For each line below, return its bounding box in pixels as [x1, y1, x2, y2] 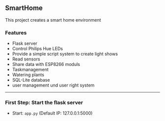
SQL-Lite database [12, 77, 50, 83]
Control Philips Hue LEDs [12, 46, 63, 52]
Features [5, 29, 27, 36]
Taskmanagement [12, 66, 49, 73]
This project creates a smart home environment [5, 17, 102, 23]
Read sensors [12, 56, 40, 62]
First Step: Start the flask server [5, 99, 83, 106]
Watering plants [12, 72, 44, 78]
